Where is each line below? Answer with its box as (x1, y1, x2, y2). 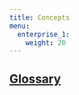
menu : (9, 22, 30, 30)
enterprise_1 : (17, 30, 70, 39)
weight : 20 (25, 38, 66, 47)
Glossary (9, 71, 61, 86)
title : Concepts (9, 13, 70, 22)
